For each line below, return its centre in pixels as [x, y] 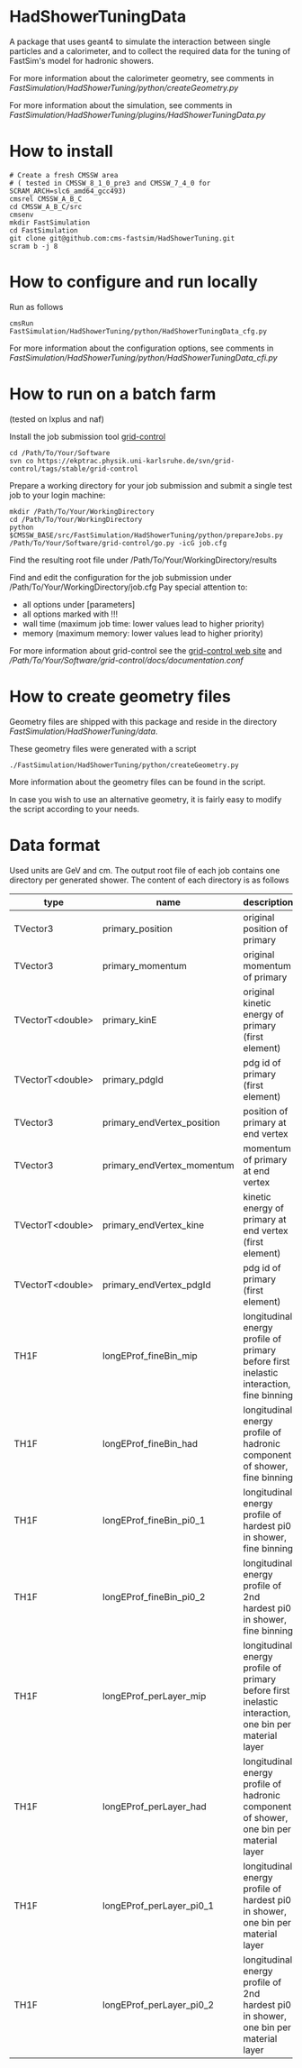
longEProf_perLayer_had [154, 1807]
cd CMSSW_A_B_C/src [46, 206]
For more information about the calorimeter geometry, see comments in [142, 78]
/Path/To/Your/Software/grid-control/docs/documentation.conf [127, 660]
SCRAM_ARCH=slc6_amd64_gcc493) [68, 191]
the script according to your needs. [75, 809]
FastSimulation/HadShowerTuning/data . [84, 731]
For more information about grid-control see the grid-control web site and [146, 650]
